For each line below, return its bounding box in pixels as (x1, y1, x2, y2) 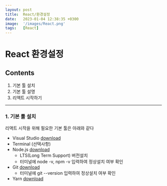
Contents (5, 68, 35, 77)
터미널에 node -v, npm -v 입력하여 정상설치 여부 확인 (19, 159, 123, 165)
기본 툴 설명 (12, 89, 36, 95)
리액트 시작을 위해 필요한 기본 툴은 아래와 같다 (5, 125, 94, 131)
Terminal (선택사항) (12, 141, 51, 147)
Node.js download (12, 147, 50, 153)
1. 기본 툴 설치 (5, 113, 36, 120)
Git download (12, 164, 40, 170)
